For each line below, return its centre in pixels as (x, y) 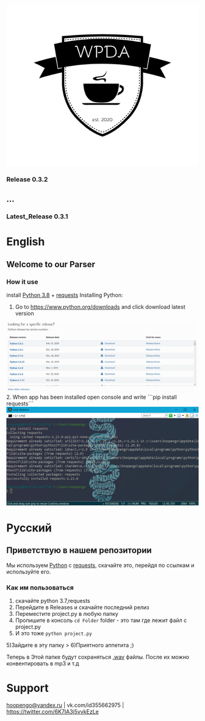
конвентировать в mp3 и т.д (43, 663)
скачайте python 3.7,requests (52, 601)
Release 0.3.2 (27, 179)
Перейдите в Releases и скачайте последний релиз (82, 607)
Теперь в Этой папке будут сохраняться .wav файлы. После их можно (98, 657)
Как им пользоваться (40, 587)
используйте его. (29, 571)
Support (27, 688)
